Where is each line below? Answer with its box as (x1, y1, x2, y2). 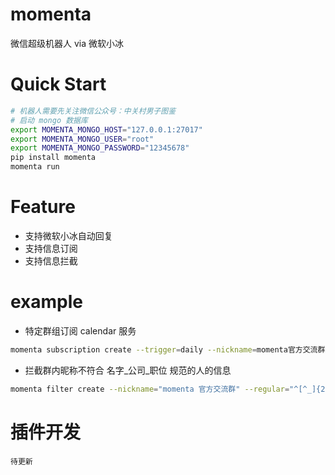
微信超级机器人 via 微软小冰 (10, 37, 124, 49)
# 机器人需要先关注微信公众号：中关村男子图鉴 (10, 106, 177, 116)
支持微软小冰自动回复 (24, 229, 113, 242)
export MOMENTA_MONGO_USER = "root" (10, 134, 155, 144)
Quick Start (10, 73, 107, 96)
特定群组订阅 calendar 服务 (24, 324, 137, 337)
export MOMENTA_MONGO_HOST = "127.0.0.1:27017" (10, 124, 203, 135)
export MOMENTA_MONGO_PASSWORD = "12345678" (10, 143, 190, 153)
